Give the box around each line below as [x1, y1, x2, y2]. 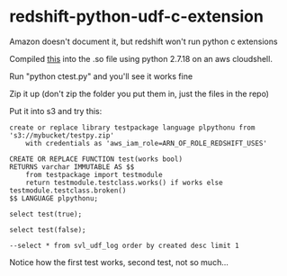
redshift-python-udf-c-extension [9, 6, 264, 27]
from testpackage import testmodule [25, 170, 164, 179]
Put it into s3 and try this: [9, 105, 103, 116]
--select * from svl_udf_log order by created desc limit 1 [9, 241, 240, 250]
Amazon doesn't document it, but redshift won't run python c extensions [9, 36, 278, 47]
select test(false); [9, 225, 87, 235]
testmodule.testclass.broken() [9, 186, 127, 195]
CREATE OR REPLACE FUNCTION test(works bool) [9, 155, 183, 164]
